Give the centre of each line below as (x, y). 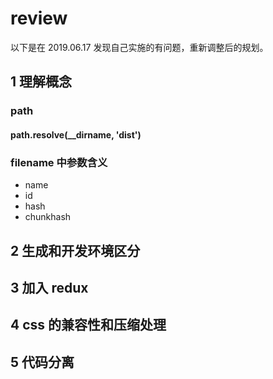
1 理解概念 (41, 82)
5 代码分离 (42, 362)
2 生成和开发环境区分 (75, 250)
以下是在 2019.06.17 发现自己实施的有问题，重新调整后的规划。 (139, 47)
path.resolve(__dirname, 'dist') (76, 134)
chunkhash (48, 217)
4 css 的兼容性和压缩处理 (88, 325)
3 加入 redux (49, 287)
